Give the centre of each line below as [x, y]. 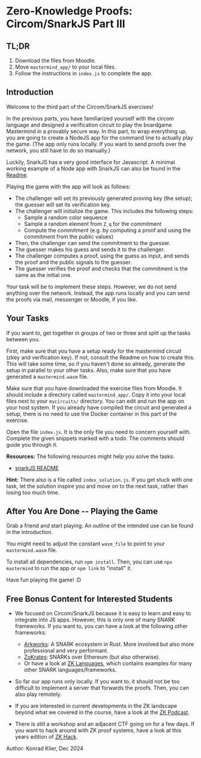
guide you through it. [32, 444]
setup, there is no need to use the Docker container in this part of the [91, 414]
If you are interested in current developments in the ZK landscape [96, 706]
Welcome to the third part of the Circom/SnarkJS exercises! [80, 107]
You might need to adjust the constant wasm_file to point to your [85, 544]
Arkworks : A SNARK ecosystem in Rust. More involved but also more [109, 644]
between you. [23, 339]
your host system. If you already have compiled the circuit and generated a [99, 407]
